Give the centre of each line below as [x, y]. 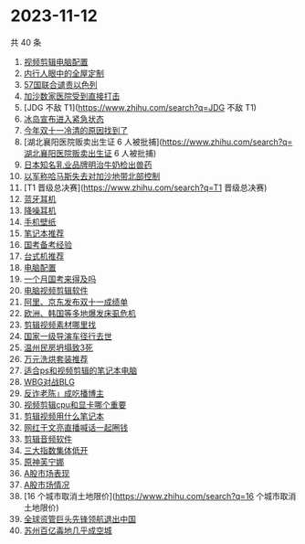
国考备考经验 [47, 244]
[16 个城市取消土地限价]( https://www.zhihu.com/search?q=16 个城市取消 [160, 496]
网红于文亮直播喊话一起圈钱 [76, 427]
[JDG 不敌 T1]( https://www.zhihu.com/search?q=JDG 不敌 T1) [140, 107]
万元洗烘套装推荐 [56, 358]
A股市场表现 [47, 473]
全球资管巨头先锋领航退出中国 [79, 518]
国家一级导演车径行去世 [68, 336]
